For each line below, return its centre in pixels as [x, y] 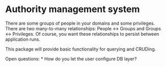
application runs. [23, 39]
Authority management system [73, 9]
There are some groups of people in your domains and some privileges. [80, 23]
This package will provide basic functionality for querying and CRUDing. [81, 49]
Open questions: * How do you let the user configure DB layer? [71, 58]
